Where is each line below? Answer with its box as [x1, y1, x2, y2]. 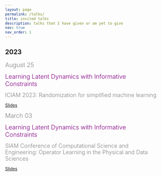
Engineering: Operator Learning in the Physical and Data [5, 149, 148, 155]
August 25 [5, 61, 34, 69]
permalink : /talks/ [5, 12, 45, 17]
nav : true [5, 25, 25, 30]
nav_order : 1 [5, 30, 32, 35]
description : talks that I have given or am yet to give [5, 21, 123, 26]
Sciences [5, 155, 29, 162]
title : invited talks [5, 16, 49, 21]
